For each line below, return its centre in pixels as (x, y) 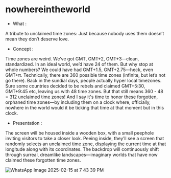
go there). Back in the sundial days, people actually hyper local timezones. (83, 80)
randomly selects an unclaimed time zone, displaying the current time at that (86, 144)
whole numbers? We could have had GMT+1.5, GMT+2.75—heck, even (79, 70)
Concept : (23, 49)
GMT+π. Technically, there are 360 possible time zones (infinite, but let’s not (86, 75)
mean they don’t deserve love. (37, 39)
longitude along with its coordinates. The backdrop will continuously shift (82, 149)
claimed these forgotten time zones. (43, 160)
